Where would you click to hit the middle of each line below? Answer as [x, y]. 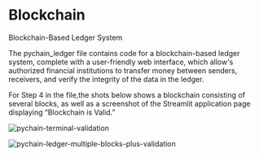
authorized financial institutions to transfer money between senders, [123, 70]
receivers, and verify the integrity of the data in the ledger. [106, 79]
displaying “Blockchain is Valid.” [62, 112]
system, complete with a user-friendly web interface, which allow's [121, 62]
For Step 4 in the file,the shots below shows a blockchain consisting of [127, 94]
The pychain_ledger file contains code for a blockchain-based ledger [124, 53]
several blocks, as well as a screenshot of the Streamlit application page [129, 103]
